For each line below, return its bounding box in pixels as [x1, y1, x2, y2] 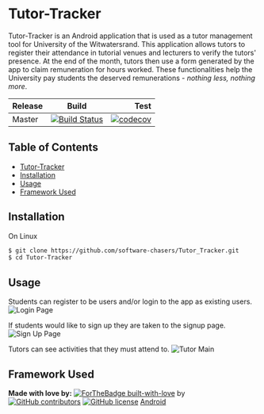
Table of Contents [8, 140, 99, 155]
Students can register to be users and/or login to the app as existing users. [8, 297, 252, 306]
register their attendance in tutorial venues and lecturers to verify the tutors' [8, 48, 256, 57]
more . [8, 81, 28, 91]
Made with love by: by [8, 388, 186, 397]
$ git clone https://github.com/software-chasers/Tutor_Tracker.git [8, 247, 239, 255]
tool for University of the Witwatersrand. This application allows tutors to [8, 39, 246, 48]
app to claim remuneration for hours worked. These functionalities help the [8, 64, 253, 74]
